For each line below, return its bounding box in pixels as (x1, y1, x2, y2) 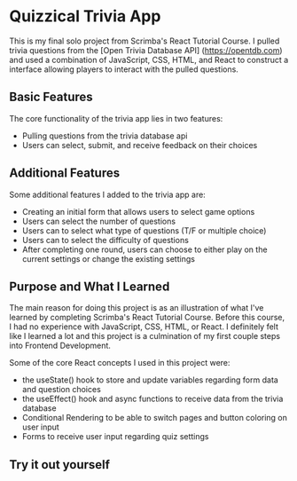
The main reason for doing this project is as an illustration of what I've (9, 303, 264, 313)
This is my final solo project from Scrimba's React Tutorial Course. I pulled (9, 35, 280, 46)
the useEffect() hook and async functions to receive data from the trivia (21, 393, 284, 405)
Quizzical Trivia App (9, 6, 161, 27)
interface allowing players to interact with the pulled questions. (9, 64, 239, 75)
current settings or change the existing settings (21, 253, 195, 264)
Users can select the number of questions (21, 216, 176, 226)
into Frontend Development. (9, 340, 111, 351)
